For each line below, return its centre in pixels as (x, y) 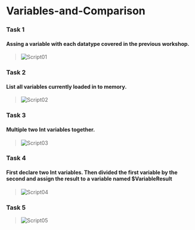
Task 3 (16, 116)
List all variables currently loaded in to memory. (66, 86)
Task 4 (16, 158)
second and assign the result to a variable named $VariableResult (89, 179)
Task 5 (16, 207)
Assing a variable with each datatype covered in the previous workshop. (98, 43)
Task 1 (16, 30)
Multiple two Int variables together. (51, 129)
